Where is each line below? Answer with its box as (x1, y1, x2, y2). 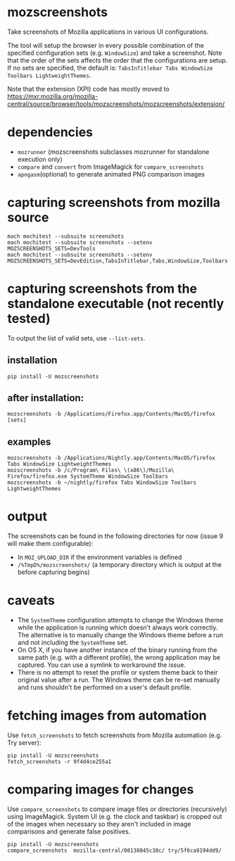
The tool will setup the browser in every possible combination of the (7, 41, 204, 49)
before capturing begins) (17, 568, 90, 577)
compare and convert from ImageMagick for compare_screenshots (17, 162, 204, 171)
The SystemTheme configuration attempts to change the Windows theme (17, 616, 224, 625)
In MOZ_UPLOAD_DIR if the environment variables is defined (17, 553, 182, 561)
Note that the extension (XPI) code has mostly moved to (7, 84, 170, 93)
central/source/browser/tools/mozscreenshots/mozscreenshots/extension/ (7, 99, 225, 108)
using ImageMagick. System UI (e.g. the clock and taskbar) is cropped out (7, 812, 223, 820)
